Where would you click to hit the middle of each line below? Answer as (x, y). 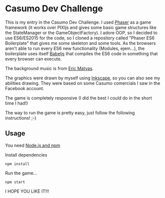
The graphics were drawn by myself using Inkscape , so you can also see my (83, 78)
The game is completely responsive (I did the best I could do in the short (79, 98)
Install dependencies (26, 155)
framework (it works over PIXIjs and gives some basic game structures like (81, 27)
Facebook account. (25, 88)
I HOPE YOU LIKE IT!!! (27, 191)
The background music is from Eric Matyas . (49, 68)
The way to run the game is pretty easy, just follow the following (70, 113)
